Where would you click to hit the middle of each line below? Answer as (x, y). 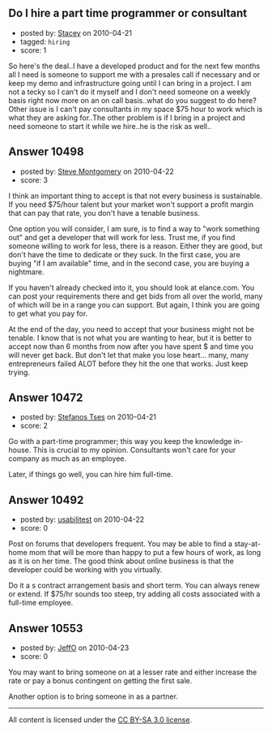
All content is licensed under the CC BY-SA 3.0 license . (100, 720)
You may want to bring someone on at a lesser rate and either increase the (133, 672)
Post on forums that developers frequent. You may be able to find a (121, 544)
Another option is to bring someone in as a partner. (93, 696)
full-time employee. (41, 603)
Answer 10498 (46, 152)
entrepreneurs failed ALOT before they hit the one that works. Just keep (128, 364)
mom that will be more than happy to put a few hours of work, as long (145, 553)
